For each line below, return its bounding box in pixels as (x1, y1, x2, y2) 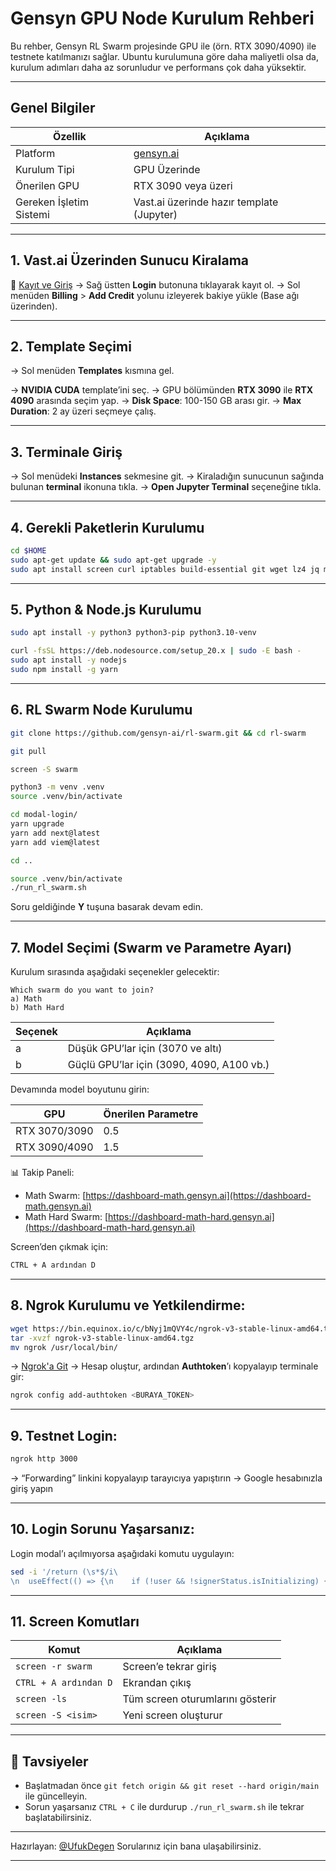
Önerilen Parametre (103, 1107, 199, 1121)
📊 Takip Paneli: (10, 1167, 75, 1179)
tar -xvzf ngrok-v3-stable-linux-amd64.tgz (10, 1333, 195, 1343)
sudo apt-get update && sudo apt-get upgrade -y (10, 555, 217, 565)
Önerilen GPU (15, 178, 80, 192)
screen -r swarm (15, 1661, 93, 1672)
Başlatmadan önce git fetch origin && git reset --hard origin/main (24, 1780, 320, 1792)
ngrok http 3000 (10, 1454, 78, 1464)
